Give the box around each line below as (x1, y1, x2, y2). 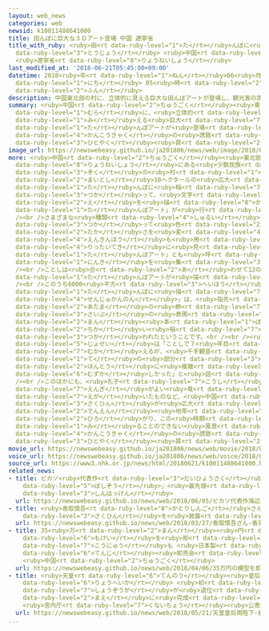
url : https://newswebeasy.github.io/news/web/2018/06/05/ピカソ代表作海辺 (15, 497, 261, 505)
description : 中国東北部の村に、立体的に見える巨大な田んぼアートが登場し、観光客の (8, 94, 257, 102)
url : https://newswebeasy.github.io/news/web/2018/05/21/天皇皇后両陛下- (15, 609, 259, 617)
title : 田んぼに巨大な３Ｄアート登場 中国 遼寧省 (8, 34, 154, 43)
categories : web (8, 19, 62, 27)
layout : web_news (8, 11, 66, 20)
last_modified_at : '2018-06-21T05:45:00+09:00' (8, 64, 171, 72)
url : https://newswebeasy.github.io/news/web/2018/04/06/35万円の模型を (15, 564, 256, 572)
